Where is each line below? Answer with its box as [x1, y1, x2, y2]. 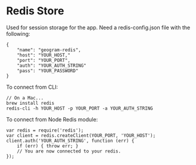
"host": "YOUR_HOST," [17, 52, 70, 58]
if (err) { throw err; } [17, 143, 79, 149]
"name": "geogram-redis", [17, 46, 82, 53]
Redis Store [6, 4, 64, 18]
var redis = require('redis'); [6, 127, 84, 133]
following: [6, 30, 30, 37]
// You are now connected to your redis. [17, 148, 121, 154]
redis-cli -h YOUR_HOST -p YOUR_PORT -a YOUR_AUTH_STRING [6, 105, 153, 111]
